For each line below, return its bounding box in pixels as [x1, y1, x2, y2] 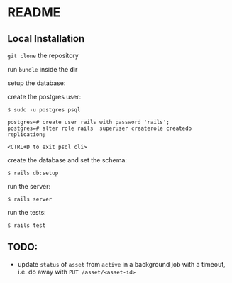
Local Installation [7, 33, 85, 45]
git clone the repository [7, 51, 79, 60]
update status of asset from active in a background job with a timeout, [17, 260, 226, 268]
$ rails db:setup [7, 170, 59, 177]
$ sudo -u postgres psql [7, 106, 81, 113]
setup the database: [7, 79, 66, 87]
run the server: [7, 182, 51, 190]
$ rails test [7, 222, 46, 229]
